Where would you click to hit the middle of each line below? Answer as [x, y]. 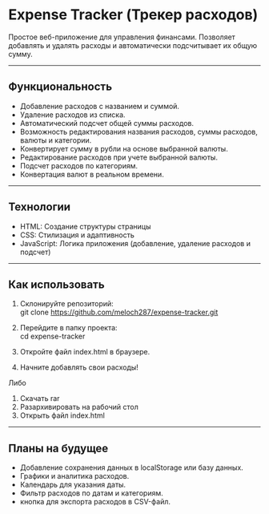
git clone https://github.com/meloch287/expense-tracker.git [119, 312]
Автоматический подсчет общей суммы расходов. [107, 123]
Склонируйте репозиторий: [66, 304]
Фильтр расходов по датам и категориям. [92, 493]
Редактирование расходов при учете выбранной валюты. [119, 157]
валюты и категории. [56, 140]
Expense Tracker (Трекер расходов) [133, 15]
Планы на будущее [58, 448]
